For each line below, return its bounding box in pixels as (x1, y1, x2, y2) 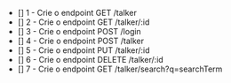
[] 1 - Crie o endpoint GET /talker (17, 8, 138, 18)
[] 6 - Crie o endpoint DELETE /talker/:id (17, 55, 164, 64)
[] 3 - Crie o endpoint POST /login (17, 26, 142, 36)
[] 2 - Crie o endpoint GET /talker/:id (17, 17, 150, 27)
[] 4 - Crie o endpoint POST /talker (17, 35, 145, 46)
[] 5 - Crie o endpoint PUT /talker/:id (17, 45, 150, 56)
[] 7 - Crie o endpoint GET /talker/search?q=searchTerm (17, 64, 223, 74)
